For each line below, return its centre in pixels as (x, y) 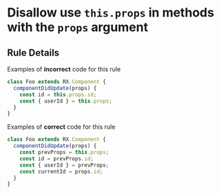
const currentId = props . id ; (61, 171)
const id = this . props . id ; (58, 94)
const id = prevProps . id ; (57, 159)
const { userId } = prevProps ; (64, 165)
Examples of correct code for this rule (61, 127)
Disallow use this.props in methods (111, 13)
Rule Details (33, 53)
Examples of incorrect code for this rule (64, 69)
